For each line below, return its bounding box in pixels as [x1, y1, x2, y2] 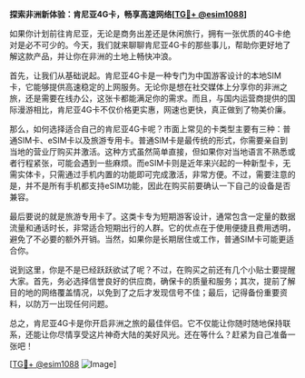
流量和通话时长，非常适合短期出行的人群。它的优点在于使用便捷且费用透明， [9, 223, 296, 233]
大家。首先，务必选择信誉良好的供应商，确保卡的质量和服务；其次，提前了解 [9, 276, 296, 286]
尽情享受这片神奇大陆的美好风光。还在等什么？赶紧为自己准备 [56, 329, 288, 340]
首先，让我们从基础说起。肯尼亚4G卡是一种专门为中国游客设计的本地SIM [9, 70, 281, 81]
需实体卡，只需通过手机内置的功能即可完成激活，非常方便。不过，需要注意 [9, 169, 288, 180]
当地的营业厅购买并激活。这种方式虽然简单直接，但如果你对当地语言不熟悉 [9, 146, 288, 157]
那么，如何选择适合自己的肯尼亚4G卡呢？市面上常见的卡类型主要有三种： [9, 124, 283, 134]
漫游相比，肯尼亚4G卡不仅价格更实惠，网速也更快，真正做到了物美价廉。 [16, 104, 291, 114]
